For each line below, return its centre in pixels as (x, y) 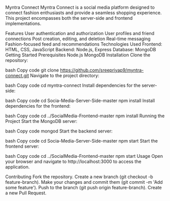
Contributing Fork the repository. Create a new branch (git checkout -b (79, 177)
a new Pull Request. (26, 193)
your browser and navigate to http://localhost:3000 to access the (73, 161)
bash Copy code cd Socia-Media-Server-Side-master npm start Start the (82, 141)
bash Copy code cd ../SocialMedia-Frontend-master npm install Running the (85, 116)
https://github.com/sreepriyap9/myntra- (102, 70)
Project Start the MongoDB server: (41, 121)
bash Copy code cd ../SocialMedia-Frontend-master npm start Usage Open (84, 156)
